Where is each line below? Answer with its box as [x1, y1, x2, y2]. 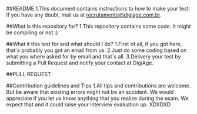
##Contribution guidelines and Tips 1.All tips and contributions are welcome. [6, 82, 191, 89]
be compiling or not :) [6, 29, 58, 36]
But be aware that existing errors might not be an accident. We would [6, 89, 174, 95]
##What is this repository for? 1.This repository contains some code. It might [6, 23, 191, 30]
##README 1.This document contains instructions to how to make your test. [6, 5, 191, 12]
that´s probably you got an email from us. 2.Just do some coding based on [6, 47, 187, 54]
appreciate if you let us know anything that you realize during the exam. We [6, 95, 189, 102]
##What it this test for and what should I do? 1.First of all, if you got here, [6, 41, 182, 47]
